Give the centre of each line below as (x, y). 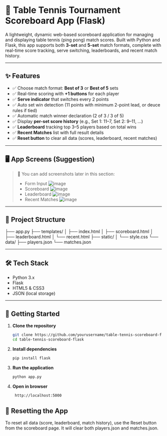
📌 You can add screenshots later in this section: (66, 174)
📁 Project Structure (35, 219)
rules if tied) (25, 110)
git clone (23, 335)
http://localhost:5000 (38, 395)
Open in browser (30, 386)
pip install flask (31, 358)
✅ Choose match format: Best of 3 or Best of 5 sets (65, 88)
